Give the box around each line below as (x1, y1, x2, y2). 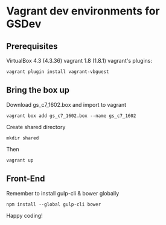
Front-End (6, 174, 45, 184)
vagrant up (6, 157, 34, 163)
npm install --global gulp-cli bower (6, 201, 101, 208)
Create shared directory (6, 123, 66, 130)
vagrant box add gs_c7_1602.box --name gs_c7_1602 (6, 113, 136, 119)
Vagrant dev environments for (6, 4, 160, 18)
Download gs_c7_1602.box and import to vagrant (6, 101, 127, 108)
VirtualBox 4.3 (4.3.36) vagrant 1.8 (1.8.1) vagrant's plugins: (6, 57, 153, 64)
